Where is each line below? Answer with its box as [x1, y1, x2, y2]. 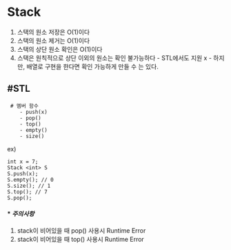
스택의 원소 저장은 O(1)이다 [17, 28, 90, 36]
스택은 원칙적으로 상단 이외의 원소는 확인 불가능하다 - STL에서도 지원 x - [17, 53, 212, 62]
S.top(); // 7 [7, 188, 48, 195]
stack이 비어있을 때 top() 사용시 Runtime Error [17, 235, 145, 243]
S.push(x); [7, 170, 39, 177]
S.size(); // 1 [7, 182, 51, 189]
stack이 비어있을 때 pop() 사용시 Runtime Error [17, 226, 146, 235]
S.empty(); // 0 [7, 176, 54, 183]
